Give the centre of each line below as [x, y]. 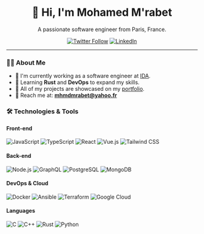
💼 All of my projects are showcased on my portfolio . [80, 89]
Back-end [19, 155]
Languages [21, 211]
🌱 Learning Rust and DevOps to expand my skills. [77, 82]
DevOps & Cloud [27, 183]
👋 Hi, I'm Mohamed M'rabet [102, 12]
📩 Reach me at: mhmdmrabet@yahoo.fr [66, 95]
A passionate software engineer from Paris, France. [102, 29]
